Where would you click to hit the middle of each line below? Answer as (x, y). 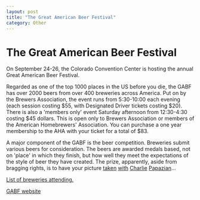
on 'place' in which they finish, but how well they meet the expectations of (98, 155)
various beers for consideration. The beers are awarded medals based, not (99, 149)
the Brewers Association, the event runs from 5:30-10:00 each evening (93, 100)
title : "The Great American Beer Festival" (61, 17)
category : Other (26, 23)
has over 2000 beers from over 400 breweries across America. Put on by (96, 93)
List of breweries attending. (40, 180)
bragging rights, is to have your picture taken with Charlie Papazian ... (91, 168)
